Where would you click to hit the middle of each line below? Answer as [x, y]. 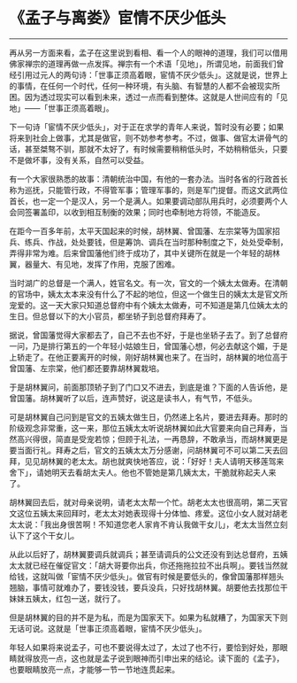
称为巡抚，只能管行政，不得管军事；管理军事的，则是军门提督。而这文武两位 [148, 190]
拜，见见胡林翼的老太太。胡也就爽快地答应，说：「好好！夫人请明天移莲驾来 [147, 461]
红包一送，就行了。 [90, 598]
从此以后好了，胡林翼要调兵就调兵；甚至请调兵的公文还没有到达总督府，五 [145, 554]
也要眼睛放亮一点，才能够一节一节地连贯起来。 [94, 669]
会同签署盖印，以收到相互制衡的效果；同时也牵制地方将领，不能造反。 [137, 212]
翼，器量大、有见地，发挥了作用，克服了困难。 [94, 264]
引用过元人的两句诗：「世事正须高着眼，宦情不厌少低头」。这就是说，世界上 [152, 74]
